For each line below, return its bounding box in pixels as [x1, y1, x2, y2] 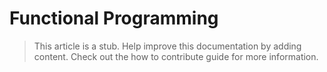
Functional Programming [9, 7, 219, 30]
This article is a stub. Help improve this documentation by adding [33, 40, 302, 52]
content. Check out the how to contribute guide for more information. [33, 50, 319, 62]
